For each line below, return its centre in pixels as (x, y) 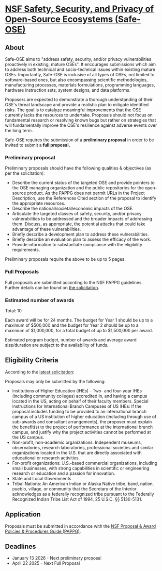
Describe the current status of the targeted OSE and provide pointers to (83, 183)
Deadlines (21, 546)
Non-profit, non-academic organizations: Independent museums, (77, 442)
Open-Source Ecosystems (59, 19)
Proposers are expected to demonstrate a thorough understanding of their (79, 100)
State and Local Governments (42, 478)
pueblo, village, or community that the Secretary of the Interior (74, 488)
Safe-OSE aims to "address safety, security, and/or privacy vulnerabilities (78, 59)
